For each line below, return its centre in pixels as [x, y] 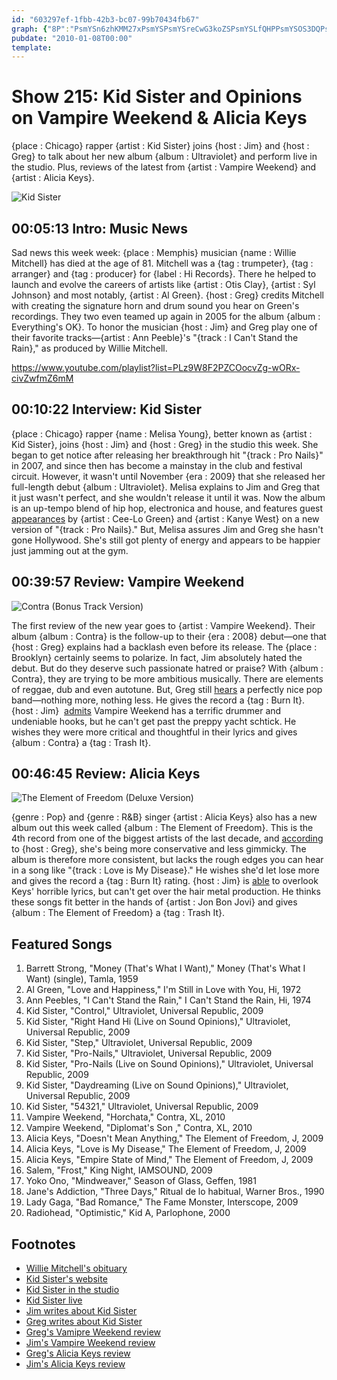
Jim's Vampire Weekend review [90, 1343]
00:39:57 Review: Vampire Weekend [128, 582]
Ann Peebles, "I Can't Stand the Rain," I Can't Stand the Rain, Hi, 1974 [168, 1000]
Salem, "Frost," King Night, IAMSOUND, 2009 [119, 1170]
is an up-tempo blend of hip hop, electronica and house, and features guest [167, 508]
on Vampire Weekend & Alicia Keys [159, 118]
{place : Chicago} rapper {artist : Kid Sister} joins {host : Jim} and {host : [160, 146]
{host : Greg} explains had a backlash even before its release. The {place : [164, 647]
